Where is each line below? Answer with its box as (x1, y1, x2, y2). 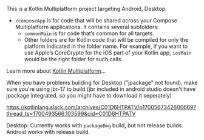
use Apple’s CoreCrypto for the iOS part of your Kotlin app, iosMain (24, 49, 192, 56)
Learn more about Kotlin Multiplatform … (6, 67, 106, 75)
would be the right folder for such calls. (24, 56, 123, 62)
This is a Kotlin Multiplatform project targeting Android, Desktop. (6, 5, 167, 12)
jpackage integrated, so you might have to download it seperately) (6, 92, 172, 99)
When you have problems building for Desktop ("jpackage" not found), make (6, 79, 198, 86)
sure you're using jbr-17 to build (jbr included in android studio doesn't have (6, 85, 196, 93)
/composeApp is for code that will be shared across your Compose (15, 17, 178, 24)
